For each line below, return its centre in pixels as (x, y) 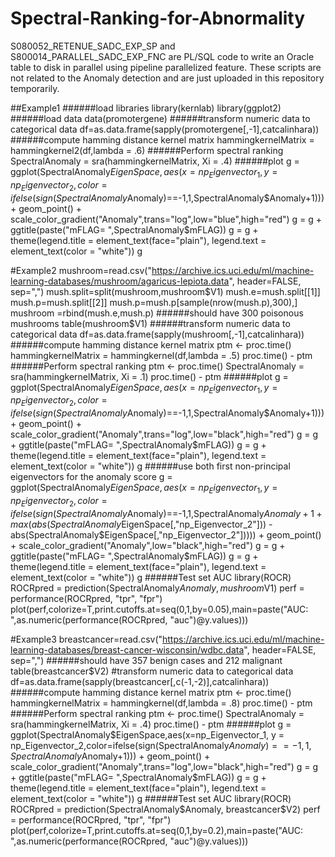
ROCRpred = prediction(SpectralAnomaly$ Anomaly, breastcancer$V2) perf (165, 809)
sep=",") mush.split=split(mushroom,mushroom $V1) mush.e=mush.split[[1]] (165, 291)
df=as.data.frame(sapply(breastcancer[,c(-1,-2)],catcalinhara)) (140, 681)
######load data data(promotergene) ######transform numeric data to (160, 118)
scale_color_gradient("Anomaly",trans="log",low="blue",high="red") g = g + (166, 219)
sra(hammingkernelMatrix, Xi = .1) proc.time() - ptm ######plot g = (149, 376)
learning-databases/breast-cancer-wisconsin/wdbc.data (127, 649)
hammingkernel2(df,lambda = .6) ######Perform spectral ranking (147, 150)
